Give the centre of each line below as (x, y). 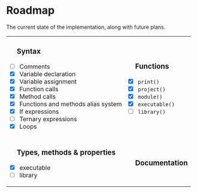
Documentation (161, 163)
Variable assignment (48, 82)
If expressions (39, 111)
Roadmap (31, 10)
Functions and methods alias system (71, 104)
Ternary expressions (48, 119)
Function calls (39, 89)
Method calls (37, 96)
